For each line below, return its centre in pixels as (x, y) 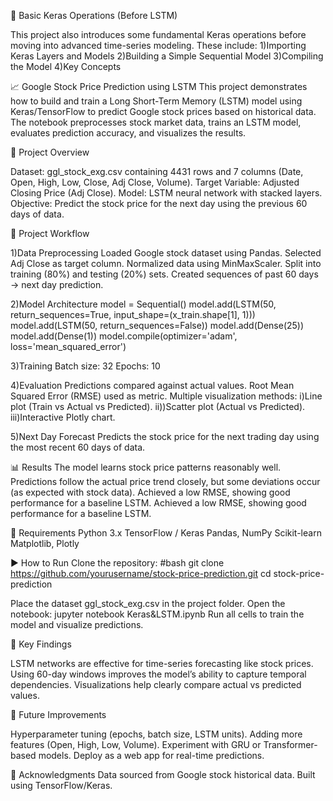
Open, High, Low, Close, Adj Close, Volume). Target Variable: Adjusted (155, 182)
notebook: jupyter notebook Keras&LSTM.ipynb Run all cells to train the (157, 614)
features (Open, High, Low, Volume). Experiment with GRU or (136, 744)
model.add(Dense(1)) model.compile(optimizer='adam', (124, 336)
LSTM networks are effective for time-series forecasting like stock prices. (162, 663)
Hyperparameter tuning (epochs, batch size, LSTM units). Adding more (156, 734)
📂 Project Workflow (50, 233)
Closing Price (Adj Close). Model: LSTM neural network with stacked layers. (166, 193)
